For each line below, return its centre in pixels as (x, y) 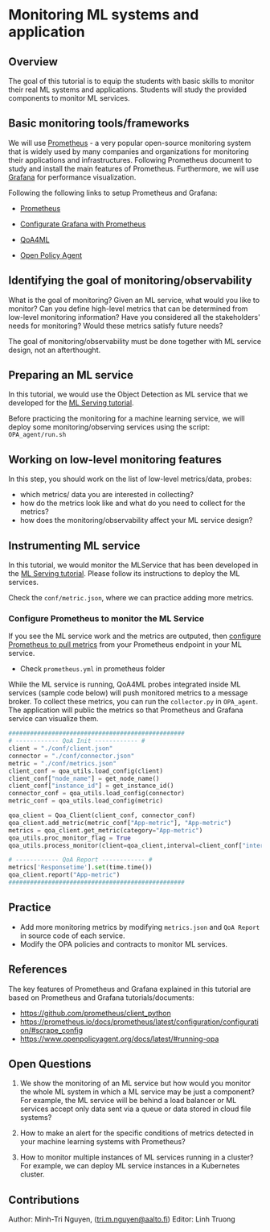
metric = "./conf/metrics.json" (62, 763)
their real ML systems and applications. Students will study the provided (128, 89)
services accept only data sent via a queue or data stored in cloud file (135, 1109)
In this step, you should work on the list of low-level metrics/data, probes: (130, 479)
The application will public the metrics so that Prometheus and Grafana (126, 710)
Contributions (44, 1199)
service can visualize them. (53, 719)
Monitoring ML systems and (104, 15)
